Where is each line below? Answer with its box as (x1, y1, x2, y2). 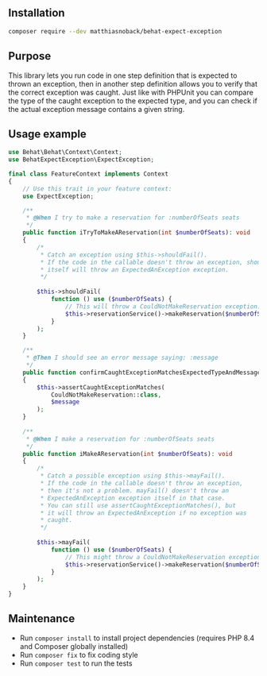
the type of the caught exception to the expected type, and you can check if (8, 95, 258, 106)
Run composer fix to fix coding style (19, 650, 138, 659)
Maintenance (8, 612, 75, 626)
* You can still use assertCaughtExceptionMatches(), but (40, 501, 237, 509)
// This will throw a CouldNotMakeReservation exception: (64, 302, 261, 311)
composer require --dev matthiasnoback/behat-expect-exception (8, 27, 222, 35)
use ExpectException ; (22, 192, 94, 200)
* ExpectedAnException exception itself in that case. (40, 494, 226, 502)
